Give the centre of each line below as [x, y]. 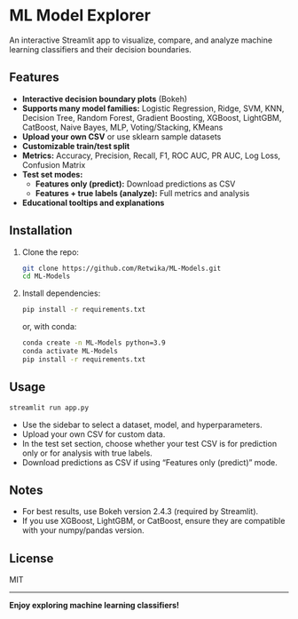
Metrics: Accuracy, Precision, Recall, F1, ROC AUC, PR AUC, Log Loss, [151, 155]
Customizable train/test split [76, 146]
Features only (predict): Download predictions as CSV [135, 184]
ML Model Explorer [80, 16]
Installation [41, 230]
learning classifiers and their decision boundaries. [101, 49]
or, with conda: [49, 327]
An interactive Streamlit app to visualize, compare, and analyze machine [141, 40]
